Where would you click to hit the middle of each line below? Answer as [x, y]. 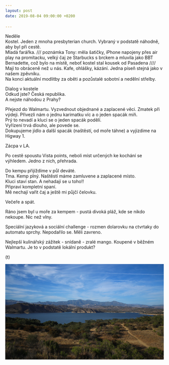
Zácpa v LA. [18, 146]
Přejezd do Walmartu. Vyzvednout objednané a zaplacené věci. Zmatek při [82, 109]
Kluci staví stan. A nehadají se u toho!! [45, 181]
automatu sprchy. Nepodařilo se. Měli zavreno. [54, 232]
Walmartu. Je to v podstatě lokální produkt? [50, 248]
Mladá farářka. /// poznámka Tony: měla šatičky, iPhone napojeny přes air [81, 52]
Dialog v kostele [22, 89]
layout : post [19, 11]
